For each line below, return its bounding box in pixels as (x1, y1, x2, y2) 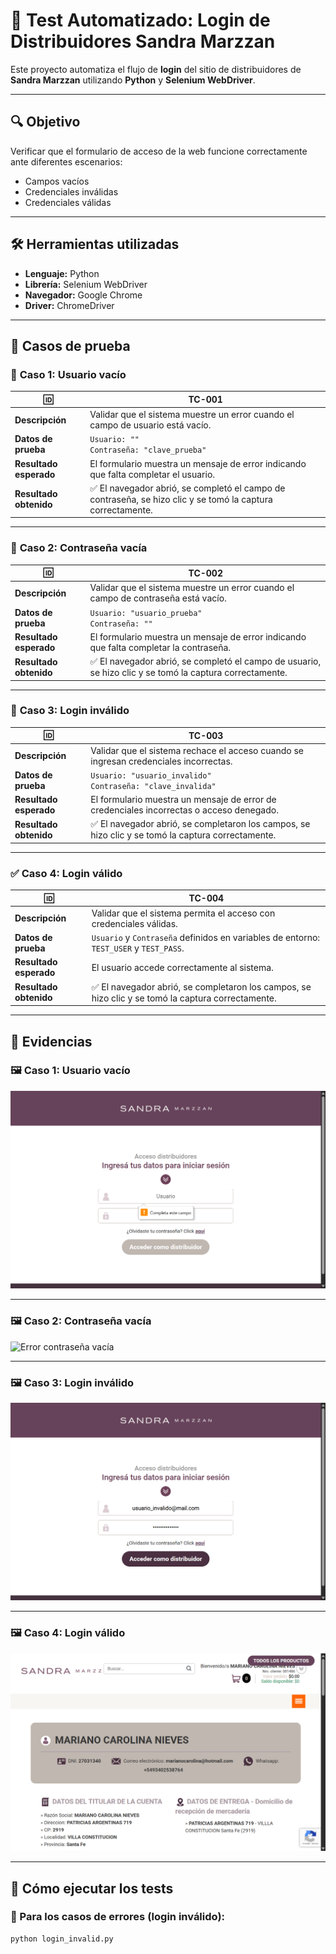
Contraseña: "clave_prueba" (89, 445, 207, 456)
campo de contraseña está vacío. (89, 592, 227, 604)
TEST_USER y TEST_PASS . (91, 942, 185, 954)
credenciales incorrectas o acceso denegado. (90, 804, 279, 816)
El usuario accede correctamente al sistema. (91, 961, 274, 973)
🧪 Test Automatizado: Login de (10, 9, 271, 32)
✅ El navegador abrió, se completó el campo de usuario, (89, 655, 322, 668)
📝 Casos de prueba (10, 337, 131, 354)
